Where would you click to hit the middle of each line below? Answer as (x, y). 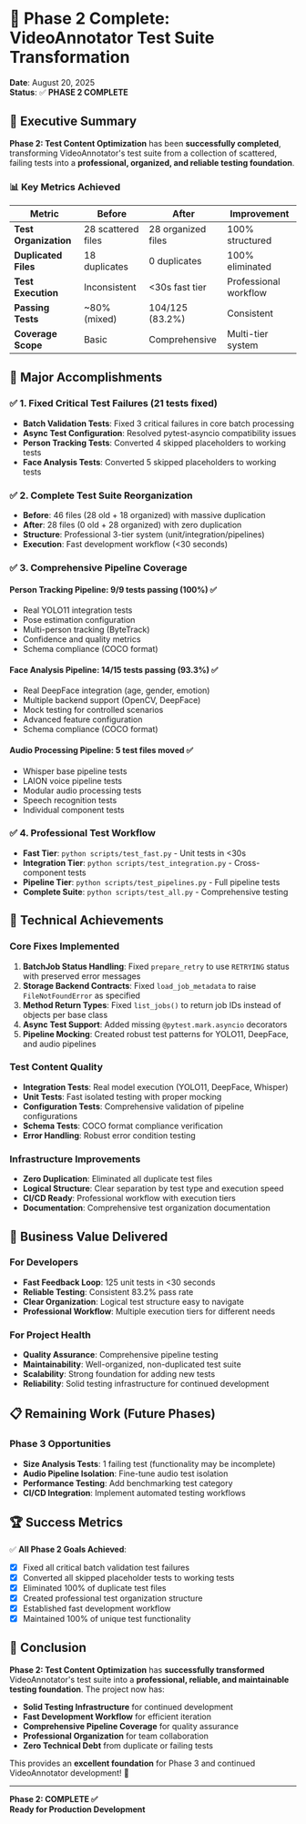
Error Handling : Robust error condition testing (109, 1135)
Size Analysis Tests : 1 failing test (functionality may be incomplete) (149, 1463)
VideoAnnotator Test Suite (112, 38)
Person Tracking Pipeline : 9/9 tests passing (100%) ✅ (113, 589)
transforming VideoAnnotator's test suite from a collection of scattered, (143, 153)
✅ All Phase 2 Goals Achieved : (68, 1549)
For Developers (44, 1262)
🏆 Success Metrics (66, 1523)
